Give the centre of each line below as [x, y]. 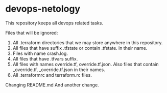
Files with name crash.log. [40, 53]
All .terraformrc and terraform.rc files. [52, 75]
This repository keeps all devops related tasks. [54, 23]
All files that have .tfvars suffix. [45, 58]
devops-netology [43, 9]
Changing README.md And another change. [52, 85]
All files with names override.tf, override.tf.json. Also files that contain [86, 64]
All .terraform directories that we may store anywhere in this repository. [88, 42]
